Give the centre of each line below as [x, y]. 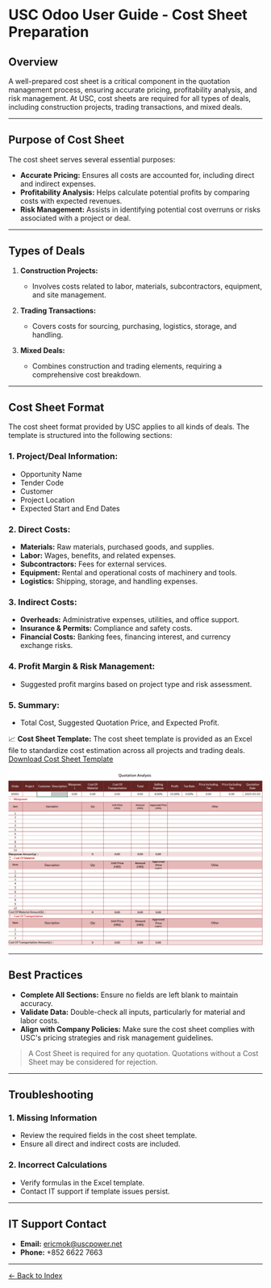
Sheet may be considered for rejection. [93, 1062]
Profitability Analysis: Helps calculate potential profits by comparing [135, 192]
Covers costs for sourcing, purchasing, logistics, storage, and [134, 326]
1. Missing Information [53, 1118]
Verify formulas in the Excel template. [82, 1182]
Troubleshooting [51, 1095]
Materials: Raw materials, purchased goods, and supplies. [117, 547]
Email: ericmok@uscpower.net [71, 1244]
